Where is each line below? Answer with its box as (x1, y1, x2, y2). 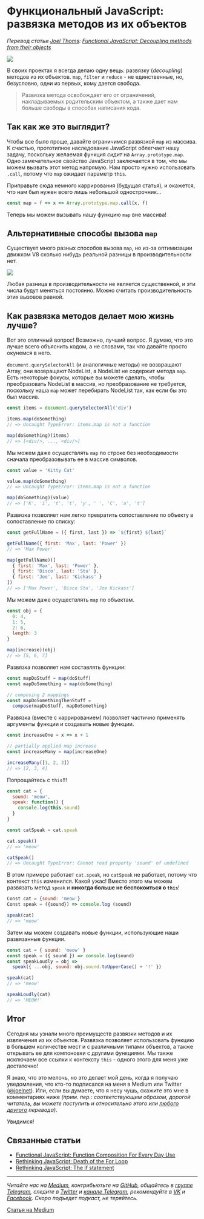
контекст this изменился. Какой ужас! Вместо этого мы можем (7, 877, 173, 885)
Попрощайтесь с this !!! (7, 776, 67, 783)
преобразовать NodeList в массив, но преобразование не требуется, (7, 380, 186, 388)
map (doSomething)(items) (7, 432, 70, 439)
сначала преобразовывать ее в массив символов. (7, 456, 138, 463)
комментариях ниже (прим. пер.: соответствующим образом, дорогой (7, 1093, 191, 1100)
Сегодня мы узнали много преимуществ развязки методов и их (7, 1030, 173, 1037)
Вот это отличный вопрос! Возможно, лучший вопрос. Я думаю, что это (7, 336, 193, 344)
